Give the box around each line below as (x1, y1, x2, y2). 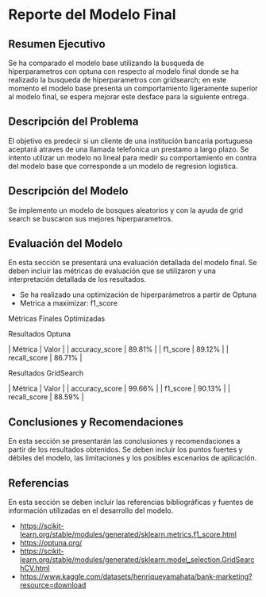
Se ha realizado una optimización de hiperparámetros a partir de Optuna (19, 290, 256, 299)
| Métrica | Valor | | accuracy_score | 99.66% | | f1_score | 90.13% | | (8, 383, 230, 394)
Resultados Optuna (8, 329, 71, 339)
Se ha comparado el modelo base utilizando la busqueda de (8, 58, 205, 67)
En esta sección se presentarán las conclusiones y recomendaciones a (8, 437, 241, 446)
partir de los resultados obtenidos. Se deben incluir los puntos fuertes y (8, 445, 243, 454)
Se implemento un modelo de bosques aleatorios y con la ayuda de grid (8, 205, 244, 215)
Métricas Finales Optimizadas (8, 314, 106, 323)
